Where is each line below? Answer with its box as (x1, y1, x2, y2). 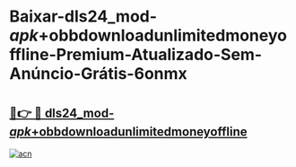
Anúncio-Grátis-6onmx (9, 64, 188, 84)
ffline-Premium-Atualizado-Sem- (9, 45, 263, 65)
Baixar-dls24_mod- (9, 6, 158, 27)
